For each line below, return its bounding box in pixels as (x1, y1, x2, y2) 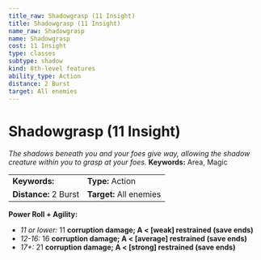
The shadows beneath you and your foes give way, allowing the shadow (8, 149, 250, 159)
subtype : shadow (8, 58, 63, 66)
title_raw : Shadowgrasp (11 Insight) (8, 11, 136, 20)
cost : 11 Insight (8, 42, 67, 50)
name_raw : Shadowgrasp (8, 27, 85, 35)
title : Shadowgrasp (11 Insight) (8, 19, 121, 28)
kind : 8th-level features (8, 65, 95, 73)
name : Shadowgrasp (8, 34, 70, 43)
